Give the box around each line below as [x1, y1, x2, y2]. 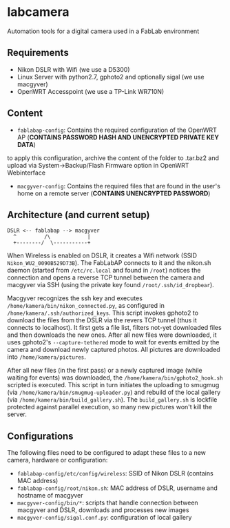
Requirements [7, 47, 69, 59]
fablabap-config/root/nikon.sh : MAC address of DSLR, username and [17, 484, 218, 492]
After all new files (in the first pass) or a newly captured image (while [7, 366, 203, 375]
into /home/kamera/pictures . [7, 353, 86, 361]
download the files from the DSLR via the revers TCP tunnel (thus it [7, 316, 198, 324]
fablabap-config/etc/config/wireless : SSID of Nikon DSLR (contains [17, 469, 213, 478]
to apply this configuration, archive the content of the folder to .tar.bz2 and [7, 153, 219, 162]
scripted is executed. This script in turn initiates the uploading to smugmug [7, 381, 220, 389]
